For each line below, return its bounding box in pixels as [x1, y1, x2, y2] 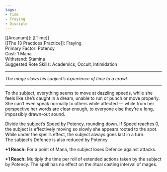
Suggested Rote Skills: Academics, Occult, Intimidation [5, 61, 118, 67]
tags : [5, 7, 16, 12]
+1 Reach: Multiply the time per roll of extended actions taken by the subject [5, 156, 162, 162]
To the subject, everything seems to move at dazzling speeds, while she [5, 90, 153, 96]
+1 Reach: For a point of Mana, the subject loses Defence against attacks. [5, 147, 157, 153]
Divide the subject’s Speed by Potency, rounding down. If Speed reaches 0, [5, 121, 160, 127]
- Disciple [5, 21, 28, 26]
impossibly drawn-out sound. [5, 111, 66, 117]
